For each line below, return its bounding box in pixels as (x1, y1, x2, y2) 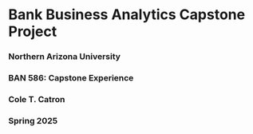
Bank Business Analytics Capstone (8, 6, 246, 24)
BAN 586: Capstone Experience (8, 73, 134, 84)
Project (8, 22, 57, 41)
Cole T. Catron (8, 93, 65, 104)
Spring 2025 (8, 115, 58, 126)
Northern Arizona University (8, 51, 121, 62)
